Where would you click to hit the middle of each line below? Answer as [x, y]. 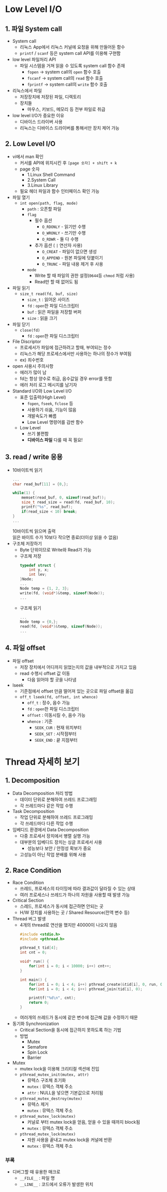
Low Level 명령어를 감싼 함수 [55, 422]
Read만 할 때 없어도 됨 [56, 281]
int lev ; [38, 575]
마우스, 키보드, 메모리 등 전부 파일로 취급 [66, 109]
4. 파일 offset [25, 648]
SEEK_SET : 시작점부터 [55, 734]
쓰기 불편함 [38, 433]
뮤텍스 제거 [38, 1104]
